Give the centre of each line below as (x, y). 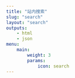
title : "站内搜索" (27, 11)
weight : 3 (39, 55)
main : (23, 50)
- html (25, 33)
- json (25, 39)
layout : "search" (27, 22)
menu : (13, 45)
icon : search (53, 66)
